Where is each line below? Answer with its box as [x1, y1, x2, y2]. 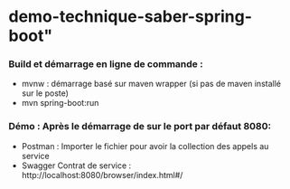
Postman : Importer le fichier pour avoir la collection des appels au [21, 140, 269, 151]
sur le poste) [21, 88, 70, 99]
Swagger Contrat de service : [21, 160, 132, 171]
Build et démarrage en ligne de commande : [8, 58, 204, 71]
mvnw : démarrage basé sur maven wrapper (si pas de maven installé [21, 79, 282, 90]
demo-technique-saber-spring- [8, 6, 253, 27]
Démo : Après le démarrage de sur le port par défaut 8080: [8, 120, 272, 133]
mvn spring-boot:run [21, 98, 99, 109]
